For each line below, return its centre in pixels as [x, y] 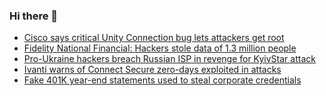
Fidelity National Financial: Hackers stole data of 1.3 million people [160, 48]
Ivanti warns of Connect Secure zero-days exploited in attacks [152, 70]
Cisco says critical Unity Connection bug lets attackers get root [154, 38]
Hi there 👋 [34, 16]
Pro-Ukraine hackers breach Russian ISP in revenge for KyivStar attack [169, 59]
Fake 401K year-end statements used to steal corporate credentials [162, 80]
